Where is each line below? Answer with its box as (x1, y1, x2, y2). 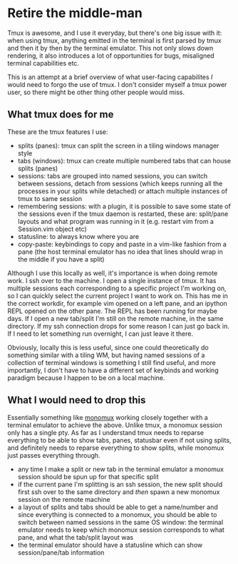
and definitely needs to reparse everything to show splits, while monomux (7, 443, 224, 452)
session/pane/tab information (17, 548, 105, 557)
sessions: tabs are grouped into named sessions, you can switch (17, 171, 208, 180)
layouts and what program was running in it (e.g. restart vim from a (17, 217, 214, 225)
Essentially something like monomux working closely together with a (7, 413, 208, 421)
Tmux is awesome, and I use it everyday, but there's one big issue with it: (7, 29, 222, 37)
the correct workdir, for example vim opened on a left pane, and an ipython (7, 299, 228, 307)
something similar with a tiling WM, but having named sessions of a (7, 351, 205, 359)
